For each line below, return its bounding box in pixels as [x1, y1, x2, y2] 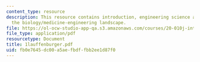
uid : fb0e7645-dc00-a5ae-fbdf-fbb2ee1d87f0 [6, 47, 116, 53]
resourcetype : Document [6, 36, 65, 42]
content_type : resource [6, 8, 65, 15]
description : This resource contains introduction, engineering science [6, 14, 190, 20]
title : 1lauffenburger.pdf [6, 42, 73, 48]
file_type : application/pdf [6, 31, 76, 37]
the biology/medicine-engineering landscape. [11, 19, 127, 25]
